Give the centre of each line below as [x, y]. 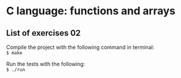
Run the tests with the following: [46, 64]
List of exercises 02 [44, 33]
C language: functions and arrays [91, 11]
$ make [14, 53]
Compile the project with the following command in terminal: [80, 47]
